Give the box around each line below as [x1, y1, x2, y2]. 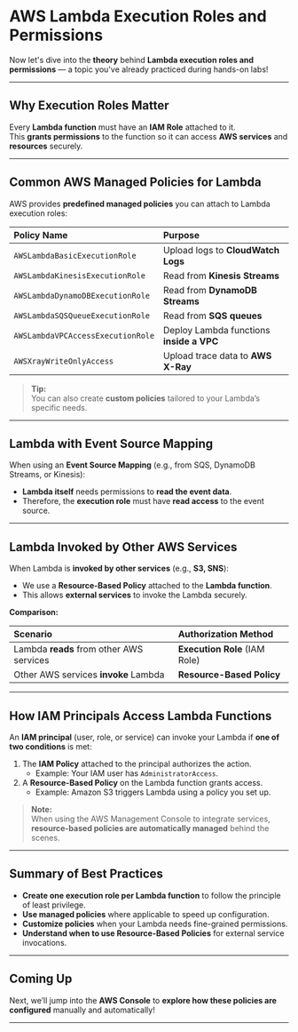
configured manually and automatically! [9, 1004, 155, 1015]
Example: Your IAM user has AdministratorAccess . [35, 768, 219, 779]
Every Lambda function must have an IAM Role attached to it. [9, 122, 237, 132]
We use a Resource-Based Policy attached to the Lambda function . [21, 580, 272, 591]
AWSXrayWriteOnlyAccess [13, 356, 114, 366]
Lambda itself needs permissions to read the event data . [21, 486, 232, 497]
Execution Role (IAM [177, 643, 265, 655]
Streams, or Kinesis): [9, 469, 86, 480]
